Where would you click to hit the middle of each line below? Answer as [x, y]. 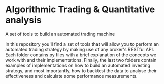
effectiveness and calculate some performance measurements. [72, 76]
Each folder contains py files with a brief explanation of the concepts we [81, 55]
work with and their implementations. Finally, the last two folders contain [81, 60]
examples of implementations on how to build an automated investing [78, 65]
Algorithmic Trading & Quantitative [80, 9]
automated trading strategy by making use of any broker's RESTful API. [80, 49]
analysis [23, 20]
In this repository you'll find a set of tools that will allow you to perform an [82, 44]
